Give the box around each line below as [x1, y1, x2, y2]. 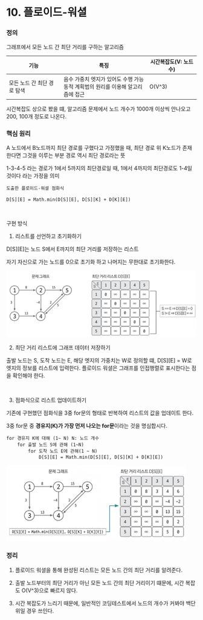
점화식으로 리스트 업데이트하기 [14, 396, 86, 404]
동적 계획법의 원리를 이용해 [63, 83, 127, 91]
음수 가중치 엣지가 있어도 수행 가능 [63, 76, 144, 83]
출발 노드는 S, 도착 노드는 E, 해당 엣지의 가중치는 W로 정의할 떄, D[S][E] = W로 [6, 357, 192, 364]
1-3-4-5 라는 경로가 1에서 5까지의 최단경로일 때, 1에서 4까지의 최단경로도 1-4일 [6, 164, 192, 172]
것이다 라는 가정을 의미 [6, 172, 60, 179]
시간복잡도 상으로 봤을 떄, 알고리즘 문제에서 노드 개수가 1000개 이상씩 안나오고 [6, 105, 191, 112]
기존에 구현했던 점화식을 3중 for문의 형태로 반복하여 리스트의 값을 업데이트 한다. [6, 409, 194, 417]
